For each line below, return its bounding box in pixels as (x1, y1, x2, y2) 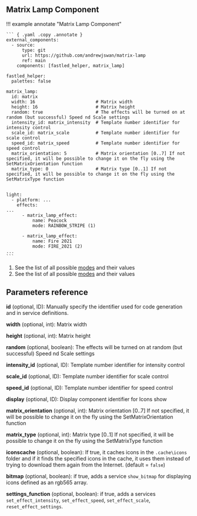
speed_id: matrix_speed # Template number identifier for (11, 140, 181, 146)
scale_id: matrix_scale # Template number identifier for (11, 130, 181, 136)
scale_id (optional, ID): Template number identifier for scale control (6, 373, 169, 380)
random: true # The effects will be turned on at (11, 109, 185, 115)
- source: (11, 42, 35, 48)
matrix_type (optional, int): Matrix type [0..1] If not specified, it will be (6, 430, 174, 438)
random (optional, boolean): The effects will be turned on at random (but (6, 343, 183, 350)
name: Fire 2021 (32, 238, 72, 244)
